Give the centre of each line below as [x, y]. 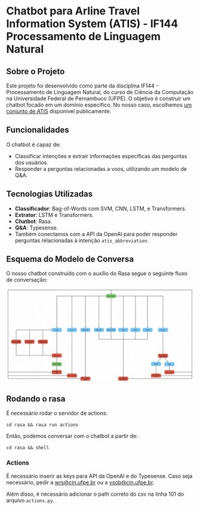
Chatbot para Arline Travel [73, 11]
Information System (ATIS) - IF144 [92, 24]
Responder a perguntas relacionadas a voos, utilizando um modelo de [101, 168]
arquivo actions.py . [30, 500]
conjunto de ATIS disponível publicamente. [59, 111]
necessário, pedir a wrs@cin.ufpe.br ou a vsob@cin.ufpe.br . [80, 482]
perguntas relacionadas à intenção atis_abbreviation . [82, 240]
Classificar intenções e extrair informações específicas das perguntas [101, 156]
